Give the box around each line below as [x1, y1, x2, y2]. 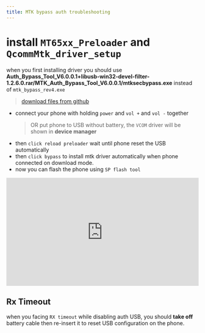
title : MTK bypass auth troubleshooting [6, 9, 111, 15]
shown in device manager [30, 128, 97, 135]
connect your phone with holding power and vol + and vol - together [15, 109, 189, 117]
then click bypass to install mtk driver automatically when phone [15, 152, 179, 159]
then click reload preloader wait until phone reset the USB [15, 139, 166, 147]
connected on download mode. [15, 159, 94, 166]
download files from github [21, 97, 90, 104]
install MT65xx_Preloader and [6, 35, 151, 49]
